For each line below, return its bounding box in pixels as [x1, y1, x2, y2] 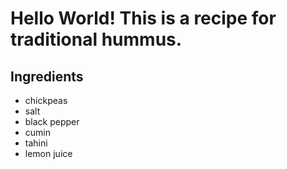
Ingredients [10, 68, 84, 85]
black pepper [24, 116, 80, 127]
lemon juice [24, 148, 73, 159]
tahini [24, 137, 48, 149]
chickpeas [24, 95, 68, 106]
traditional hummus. [10, 28, 183, 51]
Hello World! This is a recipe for [10, 7, 277, 30]
